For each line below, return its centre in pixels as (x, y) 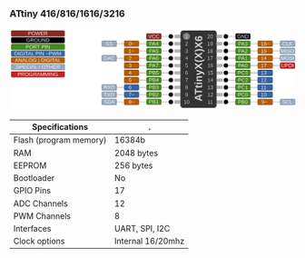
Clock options (39, 241)
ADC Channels (40, 203)
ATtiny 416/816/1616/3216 (67, 14)
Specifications (60, 127)
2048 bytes (137, 153)
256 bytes (134, 165)
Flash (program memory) (60, 140)
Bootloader (34, 178)
